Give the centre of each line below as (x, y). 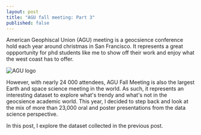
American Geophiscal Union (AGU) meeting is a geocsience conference (95, 40)
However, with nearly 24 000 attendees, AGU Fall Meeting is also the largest (100, 82)
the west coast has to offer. (40, 59)
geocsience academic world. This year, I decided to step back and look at (97, 101)
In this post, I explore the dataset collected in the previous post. (85, 126)
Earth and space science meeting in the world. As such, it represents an (95, 89)
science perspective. (32, 114)
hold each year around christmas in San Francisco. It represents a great (95, 46)
